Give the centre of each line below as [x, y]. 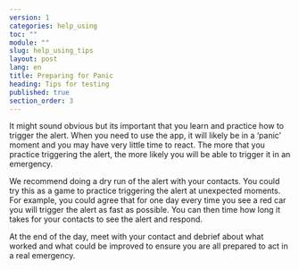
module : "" [29, 42]
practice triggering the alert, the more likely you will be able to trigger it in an [150, 155]
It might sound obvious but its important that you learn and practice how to [147, 126]
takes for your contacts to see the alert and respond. [106, 219]
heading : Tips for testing [59, 84]
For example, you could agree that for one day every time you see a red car [148, 200]
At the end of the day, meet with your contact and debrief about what [137, 237]
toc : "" [24, 34]
